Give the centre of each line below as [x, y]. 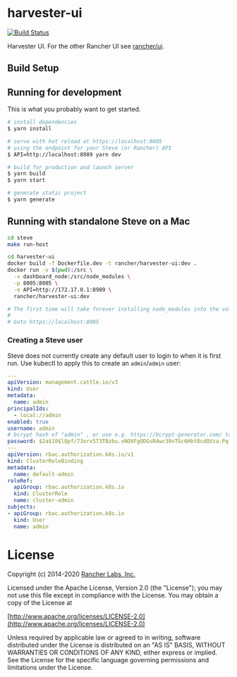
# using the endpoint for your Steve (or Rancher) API [90, 148]
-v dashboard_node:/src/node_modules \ [72, 277]
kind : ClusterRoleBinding [45, 461]
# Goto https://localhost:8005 [53, 322]
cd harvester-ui [31, 257]
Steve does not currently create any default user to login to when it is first [114, 355]
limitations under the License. [50, 668]
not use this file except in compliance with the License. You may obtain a [113, 595]
